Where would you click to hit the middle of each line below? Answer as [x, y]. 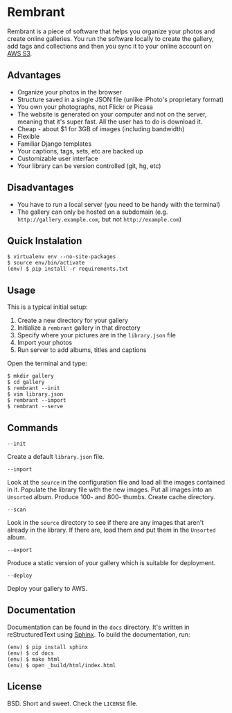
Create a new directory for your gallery [73, 321]
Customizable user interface [57, 158]
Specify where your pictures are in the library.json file [97, 335]
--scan [17, 510]
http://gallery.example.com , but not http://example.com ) [99, 219]
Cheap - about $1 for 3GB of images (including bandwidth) [101, 128]
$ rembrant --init [34, 388]
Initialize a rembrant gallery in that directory [79, 328]
